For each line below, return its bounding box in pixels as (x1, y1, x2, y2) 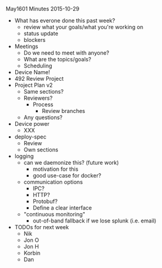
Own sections (23, 146, 58, 153)
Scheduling (23, 62, 52, 69)
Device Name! (14, 69, 51, 75)
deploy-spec (14, 133, 47, 140)
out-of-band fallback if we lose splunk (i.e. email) (32, 217, 157, 224)
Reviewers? (23, 94, 53, 101)
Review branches (41, 108, 86, 114)
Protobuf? (32, 198, 58, 205)
